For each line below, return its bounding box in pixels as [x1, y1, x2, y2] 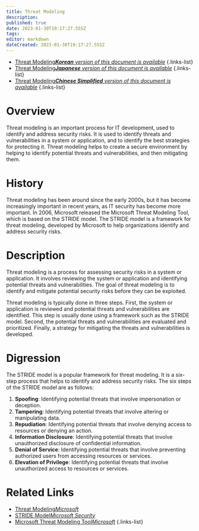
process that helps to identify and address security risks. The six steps [18, 377, 192, 385]
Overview [6, 105, 55, 118]
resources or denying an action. [14, 427, 93, 434]
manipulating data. [14, 414, 61, 421]
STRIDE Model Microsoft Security [14, 511, 96, 518]
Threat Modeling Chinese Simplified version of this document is [14, 77, 171, 84]
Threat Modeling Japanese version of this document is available [14, 64, 172, 71]
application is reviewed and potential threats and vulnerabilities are [6, 305, 170, 313]
